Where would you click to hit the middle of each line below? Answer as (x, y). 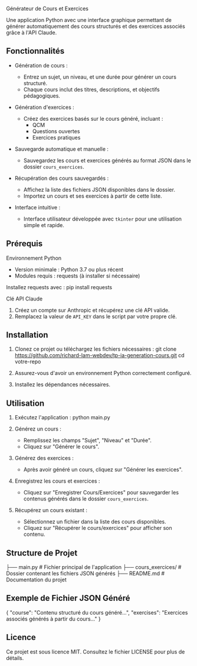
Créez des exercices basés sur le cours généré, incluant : (93, 118)
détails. (15, 658)
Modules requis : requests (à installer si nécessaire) (77, 276)
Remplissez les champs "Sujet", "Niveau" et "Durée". (88, 441)
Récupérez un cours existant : (51, 510)
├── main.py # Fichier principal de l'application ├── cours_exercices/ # (94, 567)
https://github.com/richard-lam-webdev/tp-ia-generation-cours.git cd (99, 355)
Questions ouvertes (56, 131)
